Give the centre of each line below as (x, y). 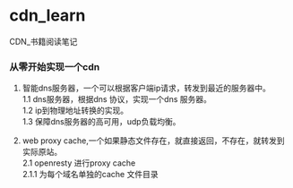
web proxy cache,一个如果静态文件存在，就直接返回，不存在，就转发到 (153, 141)
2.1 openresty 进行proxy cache (79, 163)
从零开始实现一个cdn (55, 66)
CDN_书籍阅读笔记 (43, 41)
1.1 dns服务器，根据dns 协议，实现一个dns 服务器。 (117, 99)
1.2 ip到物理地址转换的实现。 (75, 111)
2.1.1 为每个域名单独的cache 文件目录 (90, 175)
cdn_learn (47, 16)
